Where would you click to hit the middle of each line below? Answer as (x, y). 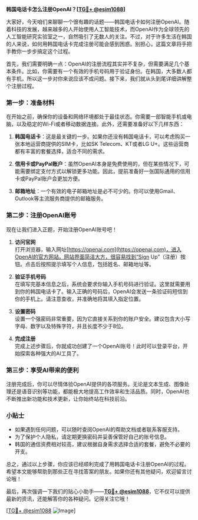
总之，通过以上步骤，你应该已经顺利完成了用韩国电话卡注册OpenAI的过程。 (98, 464)
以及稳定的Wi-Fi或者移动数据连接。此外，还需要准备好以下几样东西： (100, 124)
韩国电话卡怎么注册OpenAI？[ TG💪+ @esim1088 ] (66, 9)
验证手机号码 (30, 276)
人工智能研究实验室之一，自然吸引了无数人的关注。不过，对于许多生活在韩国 (99, 37)
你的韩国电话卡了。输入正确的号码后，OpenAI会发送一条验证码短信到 (104, 291)
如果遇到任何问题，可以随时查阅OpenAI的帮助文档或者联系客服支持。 (98, 430)
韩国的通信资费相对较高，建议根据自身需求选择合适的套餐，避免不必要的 (102, 444)
